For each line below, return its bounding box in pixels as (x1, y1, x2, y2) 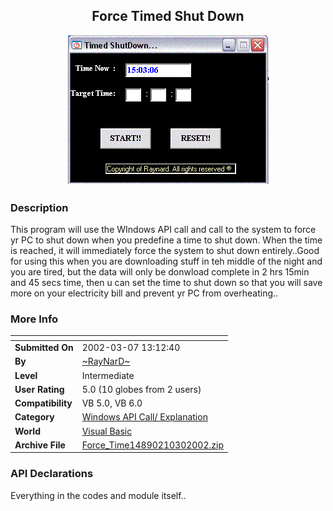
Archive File (14, 439, 66, 451)
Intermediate (81, 369, 135, 381)
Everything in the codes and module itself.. (10, 489, 187, 501)
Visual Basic (81, 425, 133, 437)
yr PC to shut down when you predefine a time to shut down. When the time (10, 234, 323, 246)
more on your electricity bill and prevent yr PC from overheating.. (10, 287, 279, 299)
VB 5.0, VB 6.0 (81, 397, 143, 409)
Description (10, 200, 69, 214)
